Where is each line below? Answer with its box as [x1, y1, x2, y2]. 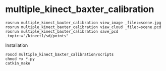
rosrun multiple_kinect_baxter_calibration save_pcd [5, 29, 119, 34]
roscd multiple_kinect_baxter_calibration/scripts [5, 52, 114, 57]
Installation [5, 42, 28, 48]
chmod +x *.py [5, 56, 35, 61]
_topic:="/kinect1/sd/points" [5, 33, 69, 38]
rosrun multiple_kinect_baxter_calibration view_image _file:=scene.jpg [5, 20, 161, 25]
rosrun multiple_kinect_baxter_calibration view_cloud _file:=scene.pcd [5, 24, 161, 30]
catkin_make [5, 60, 30, 66]
